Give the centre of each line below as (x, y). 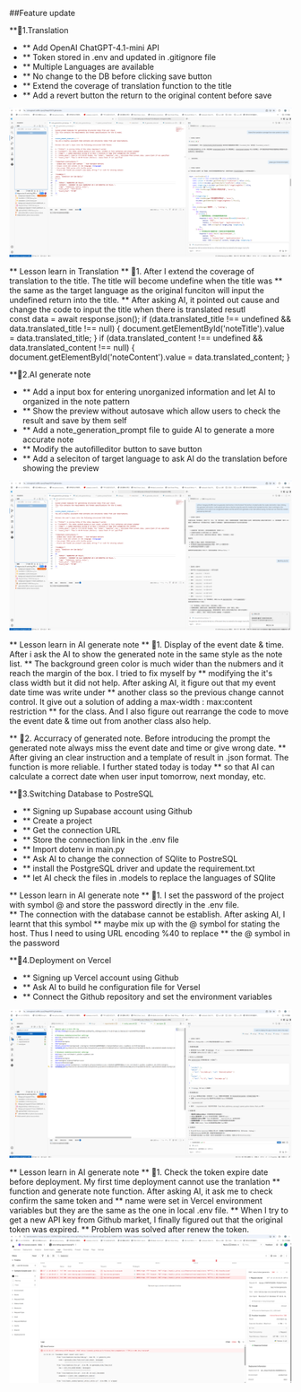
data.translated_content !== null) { (73, 348)
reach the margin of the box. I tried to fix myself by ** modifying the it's (141, 673)
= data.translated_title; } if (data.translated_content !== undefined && (136, 338)
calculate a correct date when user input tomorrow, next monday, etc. (138, 776)
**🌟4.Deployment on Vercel (60, 960)
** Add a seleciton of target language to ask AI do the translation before (155, 459)
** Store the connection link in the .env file (100, 840)
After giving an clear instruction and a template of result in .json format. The (149, 757)
